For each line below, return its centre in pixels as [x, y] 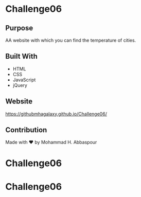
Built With [21, 56]
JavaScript [24, 80]
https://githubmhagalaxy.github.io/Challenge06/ [56, 114]
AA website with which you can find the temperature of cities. [71, 40]
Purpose [19, 28]
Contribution [26, 130]
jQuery [20, 85]
